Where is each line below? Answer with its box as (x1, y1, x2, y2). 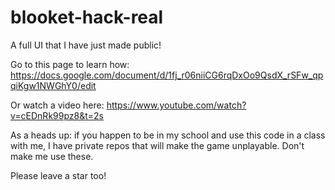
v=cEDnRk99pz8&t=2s (10, 109, 104, 121)
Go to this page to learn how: (10, 58, 130, 70)
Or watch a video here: (10, 99, 105, 111)
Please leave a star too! (10, 169, 107, 181)
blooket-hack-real (10, 6, 164, 29)
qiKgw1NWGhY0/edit (10, 79, 97, 91)
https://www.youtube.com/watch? (106, 99, 247, 111)
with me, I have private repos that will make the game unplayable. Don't (10, 139, 305, 151)
